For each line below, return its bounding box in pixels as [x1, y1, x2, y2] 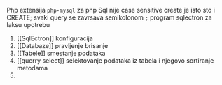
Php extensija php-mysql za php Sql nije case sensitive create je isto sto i [6, 6, 215, 14]
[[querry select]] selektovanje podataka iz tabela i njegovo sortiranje [16, 56, 214, 65]
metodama [16, 64, 48, 72]
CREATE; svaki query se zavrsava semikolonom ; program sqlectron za [6, 13, 212, 22]
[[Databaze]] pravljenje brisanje [16, 42, 109, 49]
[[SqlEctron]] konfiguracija [16, 34, 94, 42]
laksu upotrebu [6, 21, 50, 29]
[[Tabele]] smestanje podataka [16, 49, 106, 57]
